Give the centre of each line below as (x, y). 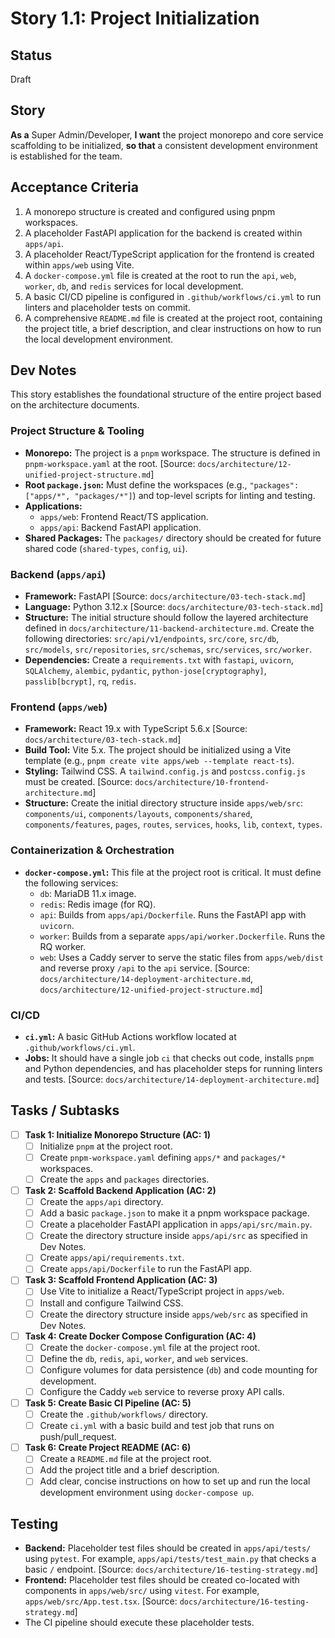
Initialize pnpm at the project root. (106, 1146)
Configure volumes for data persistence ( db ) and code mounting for (178, 1369)
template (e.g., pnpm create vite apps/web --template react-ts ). (159, 761)
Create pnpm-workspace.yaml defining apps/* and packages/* (163, 1157)
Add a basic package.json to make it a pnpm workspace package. (174, 1213)
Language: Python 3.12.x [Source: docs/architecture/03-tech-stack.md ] (173, 607)
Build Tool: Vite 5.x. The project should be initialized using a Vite (158, 750)
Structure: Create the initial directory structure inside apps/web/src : (163, 803)
